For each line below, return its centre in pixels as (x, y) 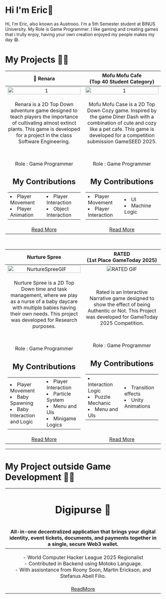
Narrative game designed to (122, 299)
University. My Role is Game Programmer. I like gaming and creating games (82, 29)
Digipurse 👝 (83, 510)
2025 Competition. (122, 323)
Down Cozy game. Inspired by (122, 110)
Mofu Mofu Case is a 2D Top (122, 104)
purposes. (44, 326)
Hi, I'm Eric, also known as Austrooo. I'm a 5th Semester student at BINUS (80, 24)
